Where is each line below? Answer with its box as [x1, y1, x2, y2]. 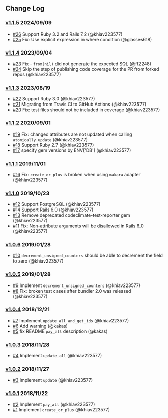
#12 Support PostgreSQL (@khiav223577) [12, 201, 101, 207]
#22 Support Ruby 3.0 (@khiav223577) [12, 96, 95, 102]
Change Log [5, 4, 45, 13]
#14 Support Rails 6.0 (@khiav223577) [12, 206, 94, 213]
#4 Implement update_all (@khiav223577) [12, 353, 102, 359]
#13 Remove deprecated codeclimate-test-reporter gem [12, 212, 130, 218]
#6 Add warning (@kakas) [12, 323, 68, 329]
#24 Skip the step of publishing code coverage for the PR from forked [12, 66, 159, 72]
